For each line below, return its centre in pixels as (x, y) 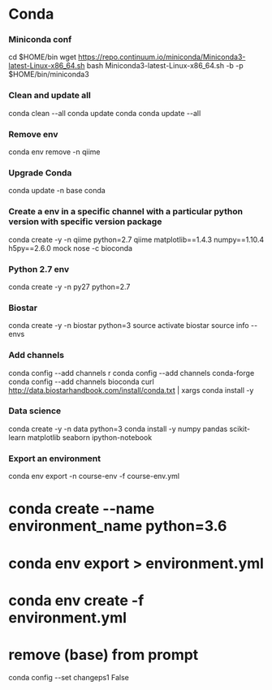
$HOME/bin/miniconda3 (49, 75)
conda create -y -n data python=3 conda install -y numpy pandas (118, 429)
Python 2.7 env (39, 269)
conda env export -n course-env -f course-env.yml (94, 477)
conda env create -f (76, 600)
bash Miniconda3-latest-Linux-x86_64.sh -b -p (165, 66)
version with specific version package (85, 222)
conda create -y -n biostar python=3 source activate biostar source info (129, 326)
